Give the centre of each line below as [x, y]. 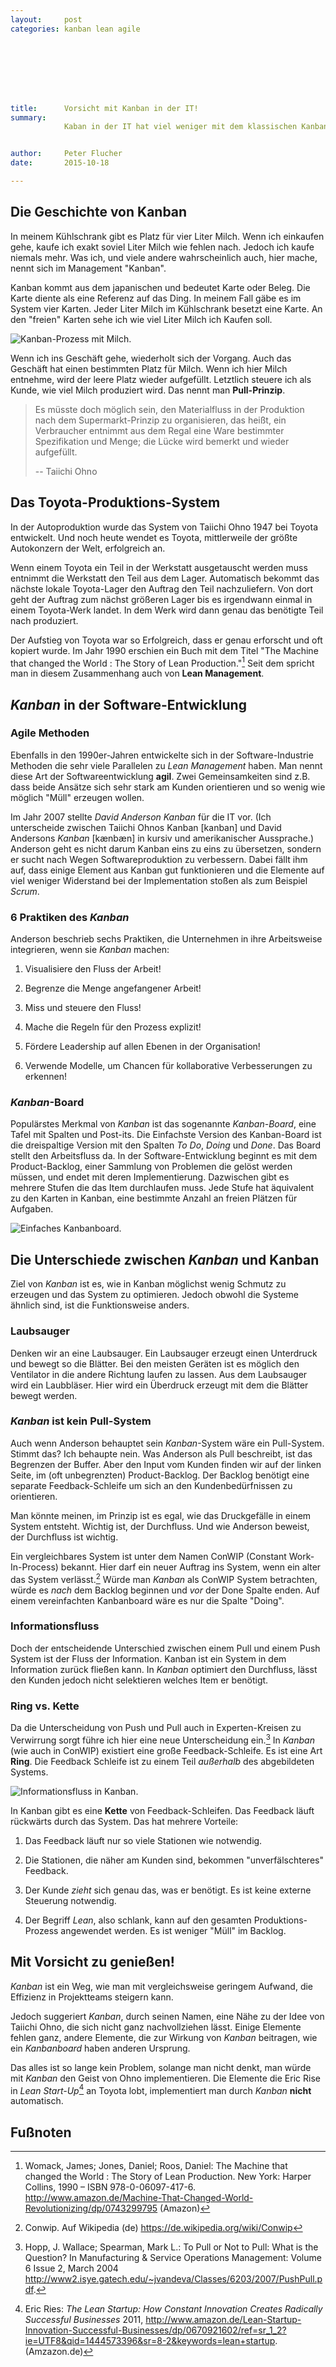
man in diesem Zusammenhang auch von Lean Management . [137, 673]
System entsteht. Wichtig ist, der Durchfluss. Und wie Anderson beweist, [160, 1526]
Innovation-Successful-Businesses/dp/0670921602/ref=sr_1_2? [155, 2330]
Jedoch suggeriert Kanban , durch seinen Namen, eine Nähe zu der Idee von [167, 2016]
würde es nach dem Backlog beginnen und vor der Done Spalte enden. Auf [165, 1590]
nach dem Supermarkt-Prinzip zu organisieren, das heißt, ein [160, 420]
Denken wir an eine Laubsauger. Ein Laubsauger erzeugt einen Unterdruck [164, 1353]
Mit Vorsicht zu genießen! [92, 1962]
